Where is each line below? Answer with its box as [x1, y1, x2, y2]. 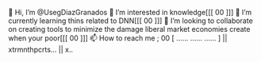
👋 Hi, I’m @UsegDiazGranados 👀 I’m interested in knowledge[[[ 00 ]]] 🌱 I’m [8, 8, 252, 17]
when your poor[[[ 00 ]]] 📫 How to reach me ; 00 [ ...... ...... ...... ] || [8, 33, 228, 43]
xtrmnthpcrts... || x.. [8, 45, 74, 54]
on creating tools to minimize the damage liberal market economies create [8, 25, 251, 33]
